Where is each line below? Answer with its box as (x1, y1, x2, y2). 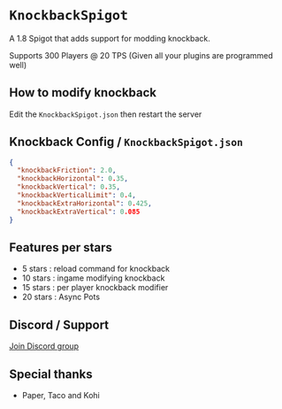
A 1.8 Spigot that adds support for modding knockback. (9, 33, 210, 43)
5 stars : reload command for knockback (21, 264, 171, 274)
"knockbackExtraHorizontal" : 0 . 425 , (17, 198, 152, 208)
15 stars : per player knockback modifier (21, 282, 169, 293)
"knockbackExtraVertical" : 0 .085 (17, 207, 141, 216)
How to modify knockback (9, 85, 157, 100)
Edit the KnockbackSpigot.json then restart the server (9, 109, 202, 120)
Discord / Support (9, 317, 110, 332)
